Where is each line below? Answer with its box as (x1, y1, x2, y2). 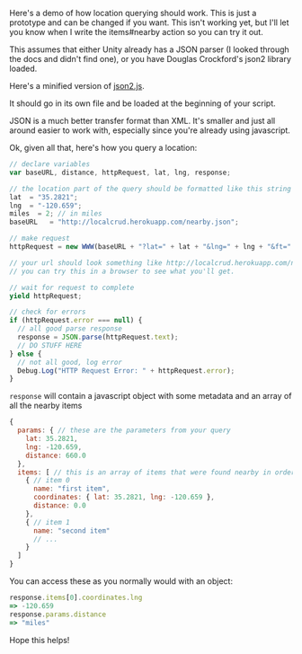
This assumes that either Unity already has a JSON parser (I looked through (9, 44, 289, 55)
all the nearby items (9, 400, 83, 411)
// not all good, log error (17, 358, 123, 367)
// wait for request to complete (9, 283, 135, 292)
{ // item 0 (25, 476, 70, 485)
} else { (9, 349, 42, 358)
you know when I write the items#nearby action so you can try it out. (9, 27, 263, 37)
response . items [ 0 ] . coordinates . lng (9, 593, 143, 602)
